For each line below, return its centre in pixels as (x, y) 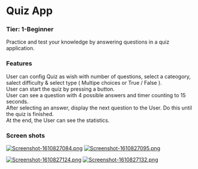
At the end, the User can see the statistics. (58, 120)
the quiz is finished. (30, 114)
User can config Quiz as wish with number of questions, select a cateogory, (98, 76)
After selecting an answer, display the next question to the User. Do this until (99, 108)
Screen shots (26, 135)
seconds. (17, 101)
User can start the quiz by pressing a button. (61, 89)
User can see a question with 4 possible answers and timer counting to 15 (96, 95)
